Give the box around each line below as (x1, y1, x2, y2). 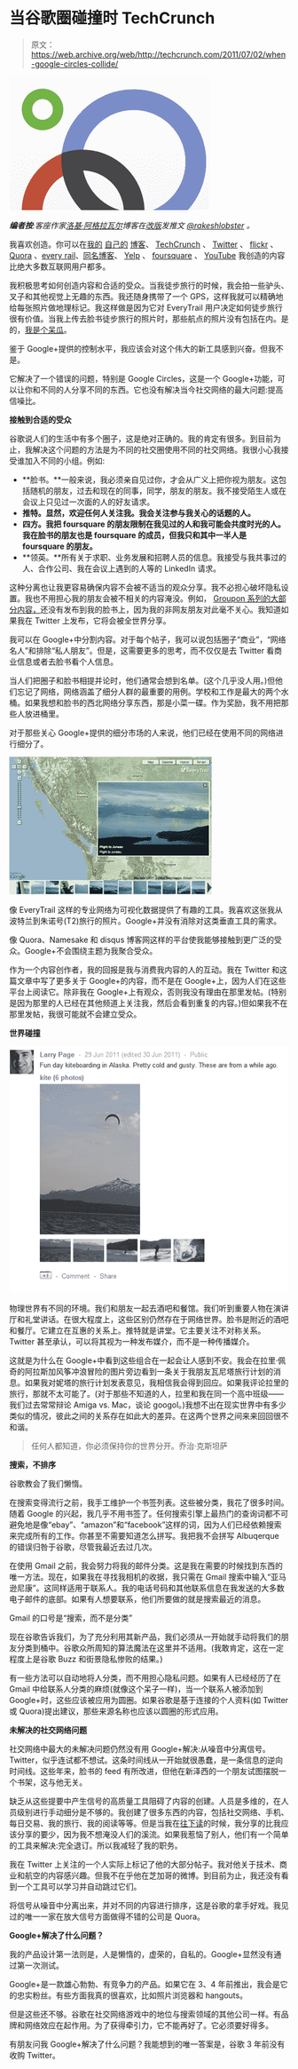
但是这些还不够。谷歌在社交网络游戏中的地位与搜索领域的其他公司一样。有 (9, 2009, 281, 2019)
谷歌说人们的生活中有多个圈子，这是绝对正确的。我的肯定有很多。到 (9, 432, 258, 444)
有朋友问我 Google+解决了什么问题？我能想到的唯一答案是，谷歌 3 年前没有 (9, 2039, 286, 2049)
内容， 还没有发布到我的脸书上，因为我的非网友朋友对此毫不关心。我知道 (16, 604, 281, 614)
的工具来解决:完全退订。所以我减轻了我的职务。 (9, 1840, 184, 1851)
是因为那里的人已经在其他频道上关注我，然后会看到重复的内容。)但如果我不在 (9, 997, 288, 1008)
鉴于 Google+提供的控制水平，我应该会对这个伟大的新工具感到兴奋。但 (9, 343, 269, 353)
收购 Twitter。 (9, 2049, 60, 2060)
